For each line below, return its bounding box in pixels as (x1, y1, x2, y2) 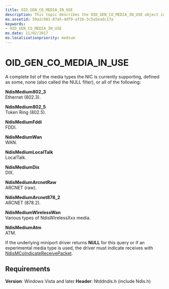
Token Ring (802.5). (5, 109, 46, 115)
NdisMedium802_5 (5, 104, 46, 110)
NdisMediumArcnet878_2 (5, 194, 60, 200)
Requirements (5, 265, 50, 273)
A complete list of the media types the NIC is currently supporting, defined (5, 73, 160, 79)
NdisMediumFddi (5, 119, 42, 125)
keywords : (5, 21, 26, 27)
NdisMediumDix (5, 164, 40, 170)
